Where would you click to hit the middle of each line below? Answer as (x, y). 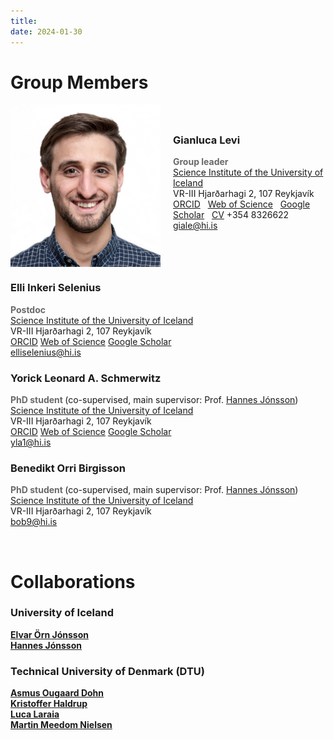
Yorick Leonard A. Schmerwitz (86, 378)
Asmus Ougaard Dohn (57, 693)
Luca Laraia (35, 714)
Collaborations (73, 581)
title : (24, 21)
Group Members (79, 82)
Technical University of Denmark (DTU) (107, 671)
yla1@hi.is (31, 442)
